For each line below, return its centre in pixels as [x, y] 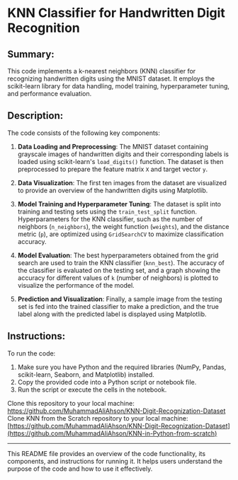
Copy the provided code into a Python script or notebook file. [107, 382]
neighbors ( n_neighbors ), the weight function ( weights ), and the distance [123, 226]
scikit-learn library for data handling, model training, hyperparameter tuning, [119, 86]
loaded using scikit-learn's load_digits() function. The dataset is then [120, 161]
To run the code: [32, 353]
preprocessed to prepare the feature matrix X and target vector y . [113, 169]
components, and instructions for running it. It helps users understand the [115, 461]
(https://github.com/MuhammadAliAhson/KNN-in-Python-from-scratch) [112, 433]
